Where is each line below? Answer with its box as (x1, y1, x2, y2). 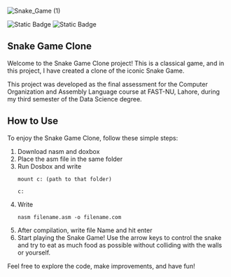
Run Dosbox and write (17, 162, 82, 171)
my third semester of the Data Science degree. (7, 94, 142, 103)
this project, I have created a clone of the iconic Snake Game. (7, 66, 185, 75)
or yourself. (17, 248, 51, 257)
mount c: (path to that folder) (17, 176, 112, 183)
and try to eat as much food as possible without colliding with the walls (17, 241, 223, 249)
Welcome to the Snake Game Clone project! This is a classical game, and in (7, 59, 225, 67)
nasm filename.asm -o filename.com (17, 213, 122, 220)
